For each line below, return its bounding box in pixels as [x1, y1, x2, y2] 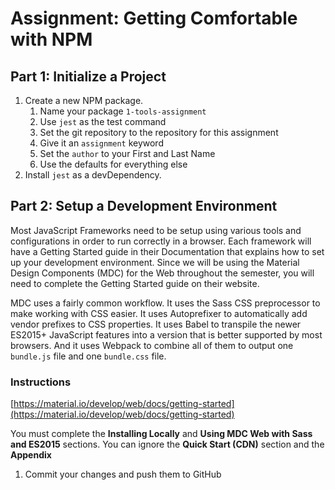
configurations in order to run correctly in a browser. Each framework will [10, 235, 312, 247]
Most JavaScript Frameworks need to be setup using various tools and [10, 224, 302, 236]
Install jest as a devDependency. [24, 169, 162, 181]
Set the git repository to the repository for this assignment [39, 127, 279, 138]
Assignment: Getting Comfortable [10, 7, 298, 30]
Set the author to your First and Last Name [39, 148, 216, 159]
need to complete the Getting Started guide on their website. [10, 277, 260, 289]
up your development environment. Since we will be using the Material [10, 256, 300, 268]
